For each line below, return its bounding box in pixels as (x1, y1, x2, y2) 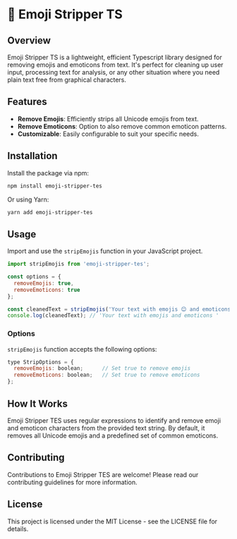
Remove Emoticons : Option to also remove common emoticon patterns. (17, 122, 227, 130)
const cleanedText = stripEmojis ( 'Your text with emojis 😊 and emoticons (7, 306, 231, 313)
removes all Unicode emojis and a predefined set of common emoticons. (7, 431, 219, 440)
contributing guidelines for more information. (7, 478, 138, 486)
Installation (7, 150, 58, 162)
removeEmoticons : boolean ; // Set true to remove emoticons (13, 371, 200, 379)
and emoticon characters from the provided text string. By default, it (7, 423, 205, 432)
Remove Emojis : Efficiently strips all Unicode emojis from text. (17, 114, 199, 123)
